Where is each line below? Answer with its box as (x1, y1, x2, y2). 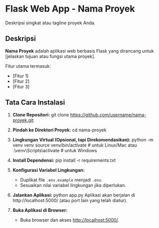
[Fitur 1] (12, 73, 29, 79)
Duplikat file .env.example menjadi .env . (20, 176, 102, 183)
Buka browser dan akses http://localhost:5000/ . (20, 217, 120, 223)
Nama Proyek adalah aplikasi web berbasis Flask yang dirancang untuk (5, 48, 154, 54)
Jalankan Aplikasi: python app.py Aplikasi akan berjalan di (12, 192, 135, 198)
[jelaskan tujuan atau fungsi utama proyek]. (5, 53, 95, 59)
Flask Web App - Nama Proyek (5, 3, 135, 15)
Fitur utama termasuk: (5, 63, 51, 69)
